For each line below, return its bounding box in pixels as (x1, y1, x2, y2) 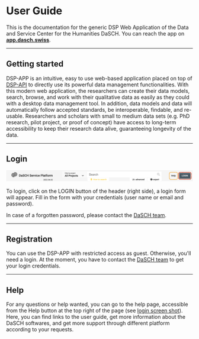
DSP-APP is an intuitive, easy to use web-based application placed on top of (6, 75, 192, 82)
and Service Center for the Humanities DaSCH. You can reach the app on (6, 30, 185, 37)
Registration (6, 234, 53, 244)
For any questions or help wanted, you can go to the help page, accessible (6, 301, 188, 308)
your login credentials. (6, 262, 61, 270)
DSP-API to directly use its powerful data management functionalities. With (6, 81, 189, 88)
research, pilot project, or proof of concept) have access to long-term (6, 118, 176, 125)
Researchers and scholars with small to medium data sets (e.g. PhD (25, 112, 190, 120)
